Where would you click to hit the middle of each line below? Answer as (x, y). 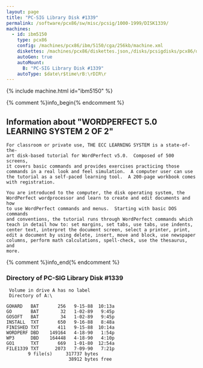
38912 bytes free (90, 360)
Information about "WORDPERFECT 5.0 (82, 122)
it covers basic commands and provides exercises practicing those (93, 166)
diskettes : (31, 51)
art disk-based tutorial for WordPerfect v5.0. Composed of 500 (90, 156)
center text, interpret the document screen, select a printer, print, (98, 230)
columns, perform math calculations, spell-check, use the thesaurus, (97, 241)
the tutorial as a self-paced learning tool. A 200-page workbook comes (101, 177)
